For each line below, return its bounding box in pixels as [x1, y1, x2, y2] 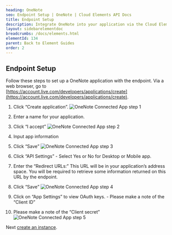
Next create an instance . [6, 224, 58, 230]
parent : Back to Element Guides [6, 41, 75, 46]
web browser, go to [6, 83, 46, 89]
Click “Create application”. [13, 104, 68, 110]
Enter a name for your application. [13, 114, 85, 120]
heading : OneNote [6, 7, 43, 13]
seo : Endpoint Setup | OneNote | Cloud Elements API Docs [6, 12, 132, 17]
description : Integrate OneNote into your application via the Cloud [6, 21, 157, 27]
